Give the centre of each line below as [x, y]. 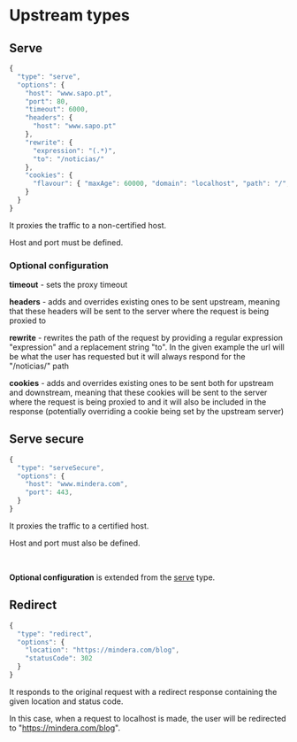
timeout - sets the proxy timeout [69, 285]
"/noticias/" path [39, 366]
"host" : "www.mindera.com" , [76, 484]
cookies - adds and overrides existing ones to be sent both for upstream [141, 383]
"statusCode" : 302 [59, 659]
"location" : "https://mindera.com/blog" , [102, 650]
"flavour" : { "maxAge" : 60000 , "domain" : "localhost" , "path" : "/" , [161, 184]
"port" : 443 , [49, 492]
